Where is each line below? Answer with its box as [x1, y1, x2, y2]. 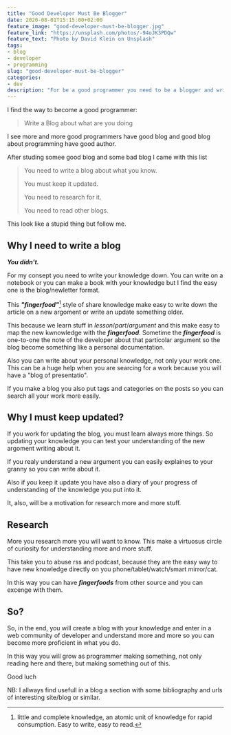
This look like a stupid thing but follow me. [7, 220, 126, 228]
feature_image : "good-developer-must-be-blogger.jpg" [7, 23, 165, 30]
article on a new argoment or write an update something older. [7, 308, 184, 316]
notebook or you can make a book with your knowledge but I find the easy [7, 278, 218, 286]
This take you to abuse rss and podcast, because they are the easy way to [7, 558, 218, 566]
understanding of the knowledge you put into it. [7, 486, 142, 494]
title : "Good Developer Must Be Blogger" [7, 10, 128, 17]
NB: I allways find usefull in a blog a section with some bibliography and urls [7, 686, 223, 694]
